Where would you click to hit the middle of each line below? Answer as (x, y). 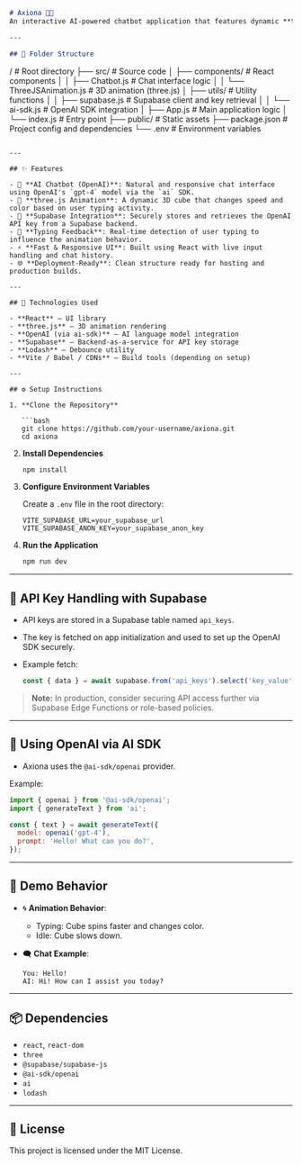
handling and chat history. (62, 255)
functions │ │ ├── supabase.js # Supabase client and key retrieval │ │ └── (150, 100)
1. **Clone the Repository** (64, 405)
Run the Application (60, 546)
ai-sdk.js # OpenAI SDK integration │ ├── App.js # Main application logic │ (148, 109)
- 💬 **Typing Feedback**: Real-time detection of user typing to (134, 231)
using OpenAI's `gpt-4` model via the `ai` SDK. (102, 192)
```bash (36, 420)
